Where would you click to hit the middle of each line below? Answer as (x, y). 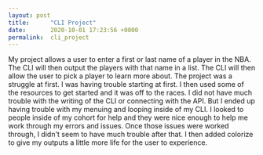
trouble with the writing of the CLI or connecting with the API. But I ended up (131, 101)
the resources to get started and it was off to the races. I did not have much (130, 93)
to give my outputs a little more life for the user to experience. (108, 142)
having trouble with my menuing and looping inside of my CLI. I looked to (126, 110)
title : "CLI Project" (52, 23)
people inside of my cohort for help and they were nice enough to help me (128, 117)
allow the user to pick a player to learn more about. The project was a (121, 76)
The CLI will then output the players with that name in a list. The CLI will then (132, 68)
